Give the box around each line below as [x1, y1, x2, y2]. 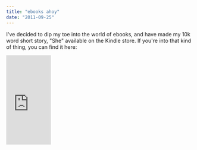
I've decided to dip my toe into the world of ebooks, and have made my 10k [6, 30, 190, 37]
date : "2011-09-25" [6, 14, 55, 20]
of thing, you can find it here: [6, 43, 77, 51]
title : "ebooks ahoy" [6, 8, 60, 15]
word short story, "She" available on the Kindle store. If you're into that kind [6, 37, 192, 44]
